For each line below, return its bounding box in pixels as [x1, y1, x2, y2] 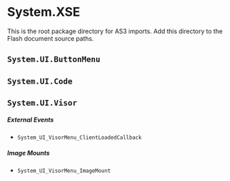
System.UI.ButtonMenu [7, 55, 100, 64]
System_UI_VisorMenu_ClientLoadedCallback [17, 134, 142, 142]
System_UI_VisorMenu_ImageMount [17, 167, 111, 175]
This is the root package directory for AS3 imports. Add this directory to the [7, 27, 223, 35]
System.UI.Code [7, 76, 73, 86]
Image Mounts [7, 149, 50, 157]
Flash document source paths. [7, 34, 94, 42]
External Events [7, 115, 54, 124]
